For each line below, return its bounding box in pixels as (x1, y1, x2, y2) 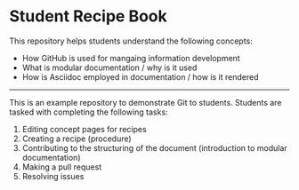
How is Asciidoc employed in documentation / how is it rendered (21, 71, 259, 82)
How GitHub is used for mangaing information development (21, 52, 240, 63)
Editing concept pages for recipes (21, 123, 147, 134)
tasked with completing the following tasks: (9, 107, 168, 117)
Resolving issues (21, 170, 85, 181)
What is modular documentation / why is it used (21, 62, 198, 73)
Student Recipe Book (9, 6, 167, 27)
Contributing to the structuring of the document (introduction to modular (21, 142, 287, 153)
